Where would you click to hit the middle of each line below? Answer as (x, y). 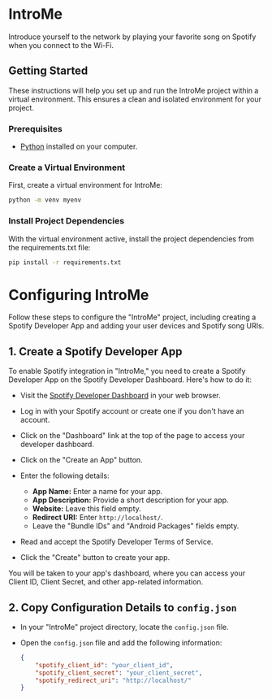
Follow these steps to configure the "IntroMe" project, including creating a (132, 317)
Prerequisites (35, 128)
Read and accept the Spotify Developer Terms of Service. (117, 542)
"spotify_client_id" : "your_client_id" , (104, 665)
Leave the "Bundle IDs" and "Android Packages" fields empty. (136, 526)
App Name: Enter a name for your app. (97, 492)
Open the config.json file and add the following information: (121, 642)
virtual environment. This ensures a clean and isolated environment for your (135, 99)
